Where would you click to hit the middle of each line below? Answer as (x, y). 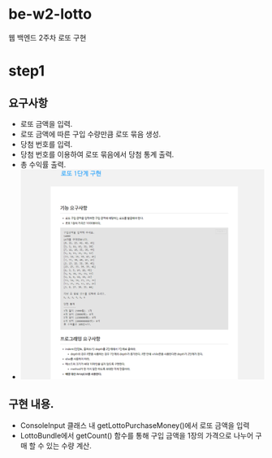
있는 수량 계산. (69, 445)
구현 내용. (31, 404)
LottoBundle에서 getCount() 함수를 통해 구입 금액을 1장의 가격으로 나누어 (137, 435)
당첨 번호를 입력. (46, 144)
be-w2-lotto (50, 14)
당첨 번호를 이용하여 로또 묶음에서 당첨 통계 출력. (97, 154)
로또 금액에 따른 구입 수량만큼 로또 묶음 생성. (91, 134)
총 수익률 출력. (43, 164)
